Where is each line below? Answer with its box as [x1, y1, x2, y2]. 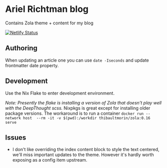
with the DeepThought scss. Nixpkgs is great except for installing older [5, 105, 151, 111]
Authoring [5, 44, 38, 53]
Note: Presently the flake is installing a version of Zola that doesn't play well [5, 99, 162, 105]
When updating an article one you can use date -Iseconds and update [5, 57, 150, 63]
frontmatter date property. [5, 62, 59, 68]
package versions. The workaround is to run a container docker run [5, 110, 144, 116]
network [5, 115, 21, 120]
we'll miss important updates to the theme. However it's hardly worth [12, 152, 155, 158]
